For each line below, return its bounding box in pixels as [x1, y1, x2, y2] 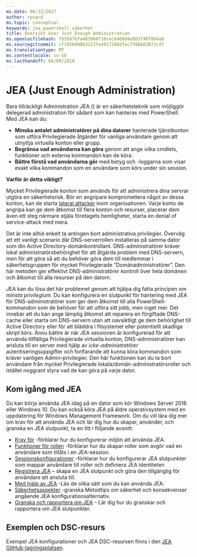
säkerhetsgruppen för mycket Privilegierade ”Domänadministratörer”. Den [6, 261, 185, 268]
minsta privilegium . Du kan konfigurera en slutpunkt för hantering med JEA [6, 291, 188, 299]
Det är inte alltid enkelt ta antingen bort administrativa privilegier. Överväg [6, 230, 185, 237]
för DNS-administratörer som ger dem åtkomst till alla [6, 298, 135, 305]
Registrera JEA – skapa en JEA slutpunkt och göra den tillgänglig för [14, 467, 181, 475]
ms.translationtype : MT [6, 47, 65, 53]
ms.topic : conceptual [6, 19, 59, 25]
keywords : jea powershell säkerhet [6, 25, 94, 31]
